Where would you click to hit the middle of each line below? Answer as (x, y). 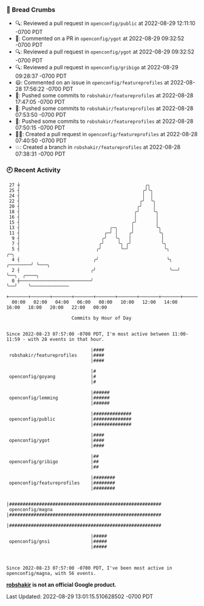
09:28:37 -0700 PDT (41, 76)
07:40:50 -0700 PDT (41, 141)
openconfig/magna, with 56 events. (51, 573)
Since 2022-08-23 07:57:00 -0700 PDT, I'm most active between (88, 334)
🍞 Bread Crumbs (31, 10)
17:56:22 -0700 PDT (49, 89)
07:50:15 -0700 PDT (40, 128)
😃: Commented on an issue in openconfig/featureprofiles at (92, 83)
